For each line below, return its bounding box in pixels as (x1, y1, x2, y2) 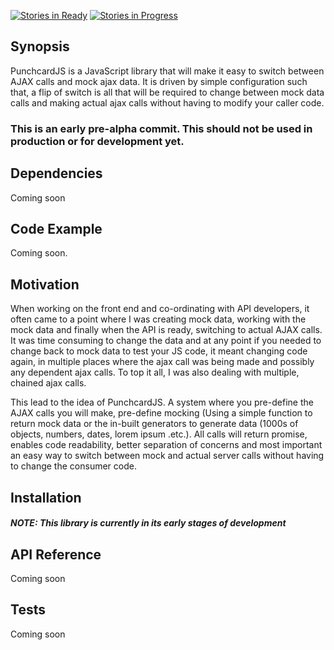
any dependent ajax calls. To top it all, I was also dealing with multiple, (10, 366, 300, 379)
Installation (10, 489, 82, 506)
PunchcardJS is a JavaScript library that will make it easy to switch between (10, 65, 325, 77)
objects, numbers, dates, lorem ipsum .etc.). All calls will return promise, (10, 428, 308, 440)
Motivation (10, 276, 80, 293)
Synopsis (10, 38, 70, 55)
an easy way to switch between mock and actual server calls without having (10, 450, 325, 462)
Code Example (10, 220, 103, 237)
